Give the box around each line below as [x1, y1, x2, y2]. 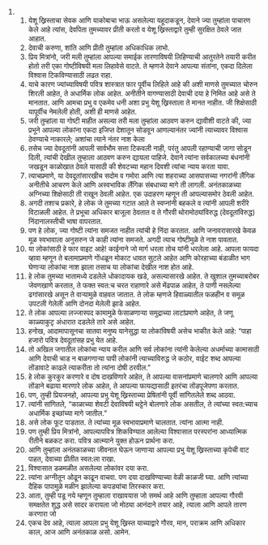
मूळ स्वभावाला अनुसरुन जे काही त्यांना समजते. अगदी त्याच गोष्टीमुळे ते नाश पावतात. [28, 235, 239, 244]
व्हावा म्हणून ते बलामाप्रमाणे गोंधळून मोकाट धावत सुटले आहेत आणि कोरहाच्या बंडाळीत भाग [28, 253, 251, 262]
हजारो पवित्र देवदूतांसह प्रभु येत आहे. [28, 335, 118, 344]
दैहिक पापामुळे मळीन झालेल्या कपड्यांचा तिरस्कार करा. [28, 482, 166, 491]
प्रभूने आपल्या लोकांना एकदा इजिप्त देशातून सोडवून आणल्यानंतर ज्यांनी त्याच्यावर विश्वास [28, 125, 249, 135]
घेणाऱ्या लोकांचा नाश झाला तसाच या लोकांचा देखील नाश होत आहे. [28, 262, 194, 271]
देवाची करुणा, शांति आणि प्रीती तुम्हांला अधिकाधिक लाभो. [28, 43, 170, 52]
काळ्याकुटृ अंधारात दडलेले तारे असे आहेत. [28, 317, 136, 327]
